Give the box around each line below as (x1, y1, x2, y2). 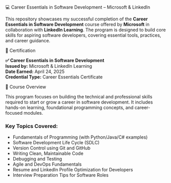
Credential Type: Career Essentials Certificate (5, 74, 103, 80)
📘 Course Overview (5, 84, 46, 90)
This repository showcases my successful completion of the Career (5, 16, 148, 22)
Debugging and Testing (12, 156, 62, 162)
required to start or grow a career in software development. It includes (5, 99, 153, 105)
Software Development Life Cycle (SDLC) (12, 140, 100, 146)
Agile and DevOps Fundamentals (12, 161, 82, 167)
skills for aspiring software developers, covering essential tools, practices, (5, 32, 162, 38)
